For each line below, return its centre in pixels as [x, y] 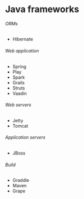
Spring [19, 66]
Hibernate [23, 39]
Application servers [25, 137]
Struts [18, 88]
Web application [22, 51]
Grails [18, 82]
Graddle [21, 180]
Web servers [18, 105]
